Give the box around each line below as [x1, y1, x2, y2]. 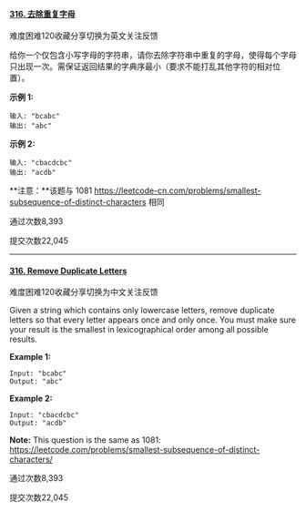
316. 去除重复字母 [9, 8, 76, 19]
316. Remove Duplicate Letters [9, 265, 127, 276]
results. [9, 333, 38, 345]
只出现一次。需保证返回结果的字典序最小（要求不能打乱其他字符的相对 [9, 61, 273, 72]
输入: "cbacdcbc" [9, 159, 73, 168]
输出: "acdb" [9, 169, 56, 178]
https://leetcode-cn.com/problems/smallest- [94, 185, 261, 196]
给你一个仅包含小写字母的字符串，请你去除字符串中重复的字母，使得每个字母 [9, 50, 297, 61]
